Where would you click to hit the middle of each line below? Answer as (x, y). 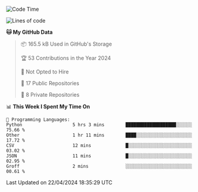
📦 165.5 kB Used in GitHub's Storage (66, 44)
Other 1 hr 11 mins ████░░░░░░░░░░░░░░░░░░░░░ (99, 135)
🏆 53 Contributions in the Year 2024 (66, 58)
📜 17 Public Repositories (50, 83)
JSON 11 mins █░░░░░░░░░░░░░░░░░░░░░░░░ (99, 156)
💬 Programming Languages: (38, 120)
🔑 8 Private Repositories (50, 95)
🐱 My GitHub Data (30, 32)
